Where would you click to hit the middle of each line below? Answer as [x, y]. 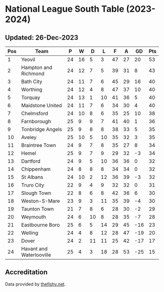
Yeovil [28, 60]
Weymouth [34, 217]
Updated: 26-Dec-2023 [42, 37]
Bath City [32, 82]
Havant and [34, 249]
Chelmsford [35, 113]
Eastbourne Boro [41, 225]
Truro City [33, 185]
